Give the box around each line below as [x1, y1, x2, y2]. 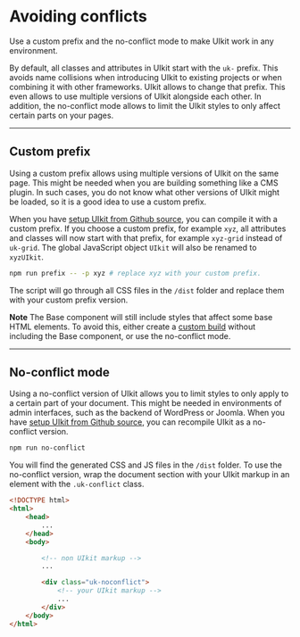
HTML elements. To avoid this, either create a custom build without [9, 321, 256, 332]
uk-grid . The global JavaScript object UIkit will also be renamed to [9, 242, 257, 252]
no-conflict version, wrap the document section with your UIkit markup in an [9, 469, 290, 480]
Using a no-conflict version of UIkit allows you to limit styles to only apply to [9, 388, 289, 399]
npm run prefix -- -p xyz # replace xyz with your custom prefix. [9, 269, 262, 277]
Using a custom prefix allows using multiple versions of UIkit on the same [9, 168, 279, 178]
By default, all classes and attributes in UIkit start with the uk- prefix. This [9, 62, 279, 73]
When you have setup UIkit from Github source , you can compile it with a [9, 213, 279, 224]
